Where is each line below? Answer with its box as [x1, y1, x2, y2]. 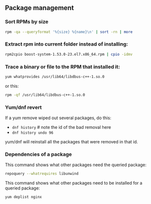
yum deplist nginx [5, 195, 42, 200]
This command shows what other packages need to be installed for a [5, 180, 142, 186]
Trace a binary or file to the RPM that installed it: [5, 63, 120, 70]
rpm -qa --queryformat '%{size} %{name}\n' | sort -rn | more [5, 29, 133, 34]
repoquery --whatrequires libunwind [5, 172, 79, 176]
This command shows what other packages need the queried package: [5, 162, 147, 168]
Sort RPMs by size [5, 18, 49, 25]
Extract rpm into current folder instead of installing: [5, 41, 128, 47]
